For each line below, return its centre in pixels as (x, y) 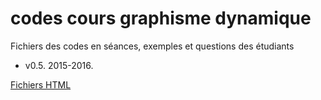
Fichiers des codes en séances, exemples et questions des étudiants (152, 46)
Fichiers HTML (41, 84)
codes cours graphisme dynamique (161, 18)
